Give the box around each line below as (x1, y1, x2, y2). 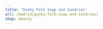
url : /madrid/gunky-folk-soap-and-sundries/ (5, 12, 99, 17)
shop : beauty (5, 16, 32, 21)
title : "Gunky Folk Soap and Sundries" (5, 7, 88, 12)
